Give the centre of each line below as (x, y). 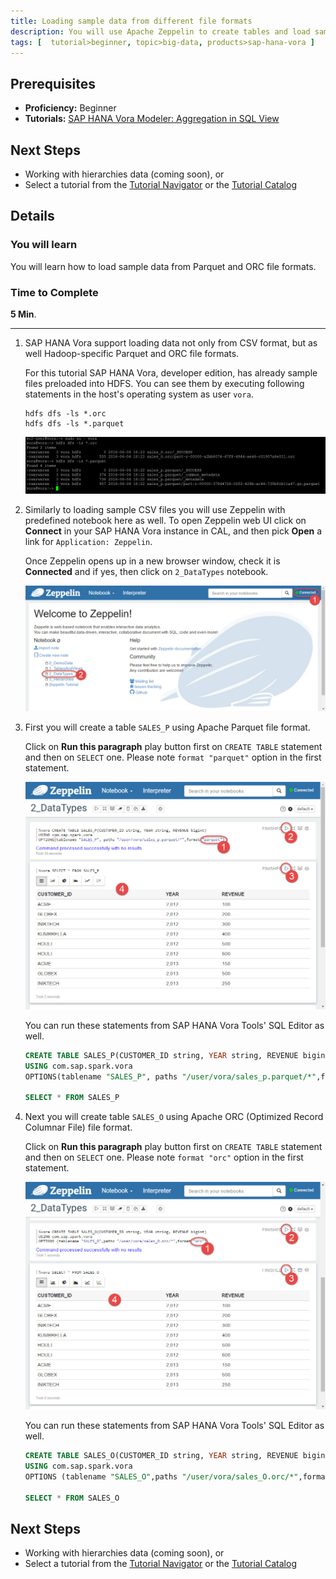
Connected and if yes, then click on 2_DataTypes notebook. (146, 571)
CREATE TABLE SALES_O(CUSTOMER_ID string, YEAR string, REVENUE (161, 1456)
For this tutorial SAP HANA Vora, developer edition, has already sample (171, 372)
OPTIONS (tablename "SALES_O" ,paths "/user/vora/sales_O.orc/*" (161, 1476)
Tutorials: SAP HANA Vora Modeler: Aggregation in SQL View (152, 119)
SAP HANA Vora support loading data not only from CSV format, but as (171, 342)
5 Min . (23, 314)
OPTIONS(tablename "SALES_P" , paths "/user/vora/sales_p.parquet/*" (170, 1076)
